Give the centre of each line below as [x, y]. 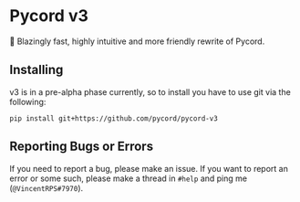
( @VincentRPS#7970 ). [47, 187]
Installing [36, 70]
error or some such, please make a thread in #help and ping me [129, 178]
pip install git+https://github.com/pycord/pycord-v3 [114, 118]
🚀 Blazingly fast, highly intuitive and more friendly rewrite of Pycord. [137, 41]
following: [28, 101]
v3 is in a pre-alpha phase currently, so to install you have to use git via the [150, 91]
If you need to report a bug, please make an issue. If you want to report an [149, 168]
